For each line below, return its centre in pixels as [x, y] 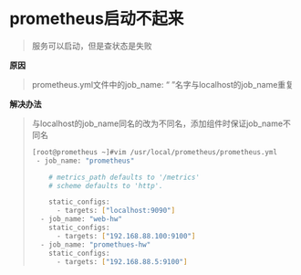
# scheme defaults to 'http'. [106, 185]
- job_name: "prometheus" [85, 161]
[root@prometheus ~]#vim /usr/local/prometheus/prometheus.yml [155, 152]
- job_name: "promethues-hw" [96, 244]
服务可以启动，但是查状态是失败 [92, 46]
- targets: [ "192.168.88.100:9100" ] [126, 236]
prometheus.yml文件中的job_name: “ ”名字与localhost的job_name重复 [163, 84]
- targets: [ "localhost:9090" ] [116, 211]
